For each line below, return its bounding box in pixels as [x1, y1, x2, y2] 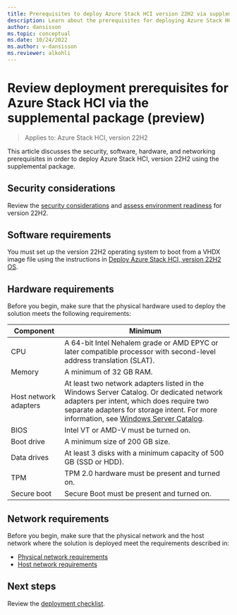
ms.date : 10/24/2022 [7, 37, 68, 44]
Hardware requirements [7, 283, 114, 295]
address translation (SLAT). [64, 355, 155, 365]
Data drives [11, 453, 49, 463]
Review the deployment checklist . [7, 599, 106, 607]
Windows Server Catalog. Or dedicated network [64, 387, 224, 397]
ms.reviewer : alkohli [7, 50, 71, 57]
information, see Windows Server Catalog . [64, 414, 205, 424]
